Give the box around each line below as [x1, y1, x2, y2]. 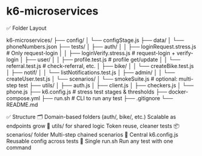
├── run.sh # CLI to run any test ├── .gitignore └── [41, 94, 173, 101]
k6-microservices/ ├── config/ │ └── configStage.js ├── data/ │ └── [6, 36, 184, 44]
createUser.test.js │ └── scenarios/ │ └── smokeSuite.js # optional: [6, 75, 178, 83]
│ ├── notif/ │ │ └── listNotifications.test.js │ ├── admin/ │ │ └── [6, 69, 175, 76]
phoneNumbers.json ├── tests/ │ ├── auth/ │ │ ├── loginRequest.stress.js [6, 42, 197, 50]
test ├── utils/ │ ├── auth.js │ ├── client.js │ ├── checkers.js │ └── [18, 81, 194, 89]
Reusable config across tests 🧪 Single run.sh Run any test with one [6, 137, 173, 144]
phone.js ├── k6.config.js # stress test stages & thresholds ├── [6, 88, 167, 95]
